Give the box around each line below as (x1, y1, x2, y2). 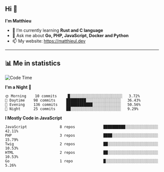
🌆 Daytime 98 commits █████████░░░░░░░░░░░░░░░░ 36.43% (5, 98, 141, 103)
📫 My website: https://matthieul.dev (12, 38, 86, 44)
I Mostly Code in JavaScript (5, 115, 62, 121)
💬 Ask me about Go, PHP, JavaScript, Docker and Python (12, 32, 129, 38)
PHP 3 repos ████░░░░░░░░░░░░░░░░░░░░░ (5, 133, 159, 138)
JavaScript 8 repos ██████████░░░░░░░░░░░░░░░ (5, 124, 159, 129)
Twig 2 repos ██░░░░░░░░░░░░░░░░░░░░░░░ (5, 141, 159, 147)
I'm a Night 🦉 (5, 84, 32, 90)
